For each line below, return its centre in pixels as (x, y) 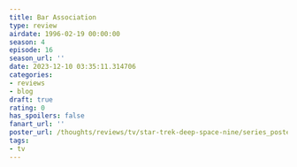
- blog (21, 91)
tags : (19, 140)
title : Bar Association (53, 17)
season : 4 (27, 42)
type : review (33, 26)
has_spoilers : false (47, 116)
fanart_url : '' (37, 125)
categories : (31, 75)
